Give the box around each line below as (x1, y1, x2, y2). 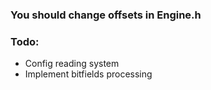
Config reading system (24, 58, 120, 70)
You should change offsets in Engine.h (10, 8, 202, 22)
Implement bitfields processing (24, 68, 153, 80)
